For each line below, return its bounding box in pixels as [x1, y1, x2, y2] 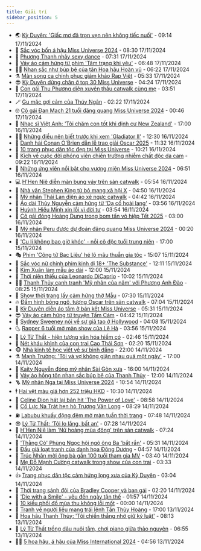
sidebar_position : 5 [6, 14, 59, 20]
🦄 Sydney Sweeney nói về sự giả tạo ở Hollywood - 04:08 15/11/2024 [14, 318, 187, 325]
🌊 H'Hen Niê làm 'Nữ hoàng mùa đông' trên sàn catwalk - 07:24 [14, 426, 174, 433]
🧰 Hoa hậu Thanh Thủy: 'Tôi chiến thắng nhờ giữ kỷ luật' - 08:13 [14, 512, 174, 519]
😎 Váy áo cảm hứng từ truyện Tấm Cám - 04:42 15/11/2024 [14, 311, 163, 318]
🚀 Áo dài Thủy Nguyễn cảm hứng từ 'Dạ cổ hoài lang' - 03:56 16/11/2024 [14, 200, 196, 207]
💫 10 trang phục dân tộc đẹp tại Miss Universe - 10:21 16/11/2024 [14, 145, 176, 153]
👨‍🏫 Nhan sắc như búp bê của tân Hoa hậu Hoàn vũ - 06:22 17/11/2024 [14, 66, 190, 73]
